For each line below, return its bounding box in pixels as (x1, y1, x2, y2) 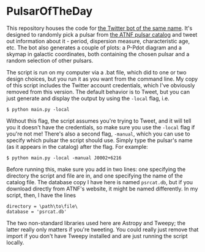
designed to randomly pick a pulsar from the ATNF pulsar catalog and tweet (6, 31, 198, 38)
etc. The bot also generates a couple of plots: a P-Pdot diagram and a (6, 44, 182, 51)
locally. (6, 239, 24, 246)
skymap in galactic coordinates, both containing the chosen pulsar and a (6, 50, 190, 57)
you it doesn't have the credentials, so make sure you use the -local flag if (6, 123, 195, 131)
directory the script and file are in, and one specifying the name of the (6, 172, 184, 179)
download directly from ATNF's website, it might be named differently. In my (6, 185, 198, 192)
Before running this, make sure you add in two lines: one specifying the (6, 165, 186, 173)
